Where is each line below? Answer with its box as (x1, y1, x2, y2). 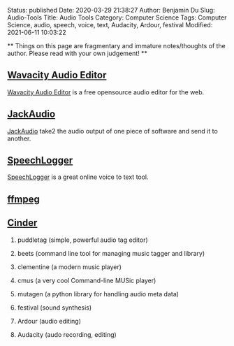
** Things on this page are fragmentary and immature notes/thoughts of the (7, 42, 226, 50)
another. (7, 134, 31, 143)
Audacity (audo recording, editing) (17, 330, 117, 338)
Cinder (7, 217, 38, 229)
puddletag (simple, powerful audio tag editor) (17, 236, 148, 244)
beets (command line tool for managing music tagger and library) (17, 249, 205, 257)
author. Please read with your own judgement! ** (7, 49, 148, 57)
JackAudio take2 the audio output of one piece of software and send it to (7, 127, 218, 135)
